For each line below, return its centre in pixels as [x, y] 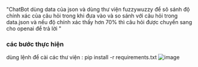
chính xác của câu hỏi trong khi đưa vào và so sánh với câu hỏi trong [92, 16]
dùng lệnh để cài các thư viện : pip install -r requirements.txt [82, 57]
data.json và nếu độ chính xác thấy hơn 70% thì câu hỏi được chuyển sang [99, 22]
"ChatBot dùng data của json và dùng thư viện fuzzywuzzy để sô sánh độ [98, 9]
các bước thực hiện [35, 44]
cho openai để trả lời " [34, 28]
